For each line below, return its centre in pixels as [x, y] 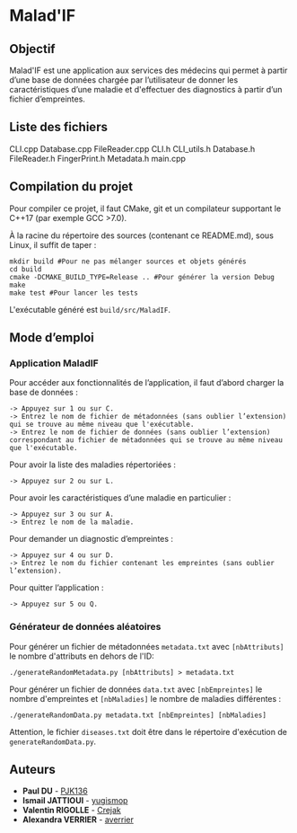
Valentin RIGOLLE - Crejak [71, 811]
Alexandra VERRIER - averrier [78, 820]
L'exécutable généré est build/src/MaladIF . [90, 309]
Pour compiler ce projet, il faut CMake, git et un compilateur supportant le [145, 208]
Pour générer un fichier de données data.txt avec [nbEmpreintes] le [136, 689]
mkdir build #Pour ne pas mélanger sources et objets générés [128, 261]
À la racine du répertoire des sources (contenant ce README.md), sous [141, 235]
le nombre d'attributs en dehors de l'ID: [82, 656]
